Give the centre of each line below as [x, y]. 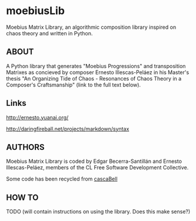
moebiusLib [35, 11]
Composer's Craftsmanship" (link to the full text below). [74, 85]
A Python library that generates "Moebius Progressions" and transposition [96, 66]
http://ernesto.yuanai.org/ [37, 117]
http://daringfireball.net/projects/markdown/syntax [68, 129]
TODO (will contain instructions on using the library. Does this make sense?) [98, 212]
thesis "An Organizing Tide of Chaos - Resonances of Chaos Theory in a [94, 78]
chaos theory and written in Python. [49, 33]
